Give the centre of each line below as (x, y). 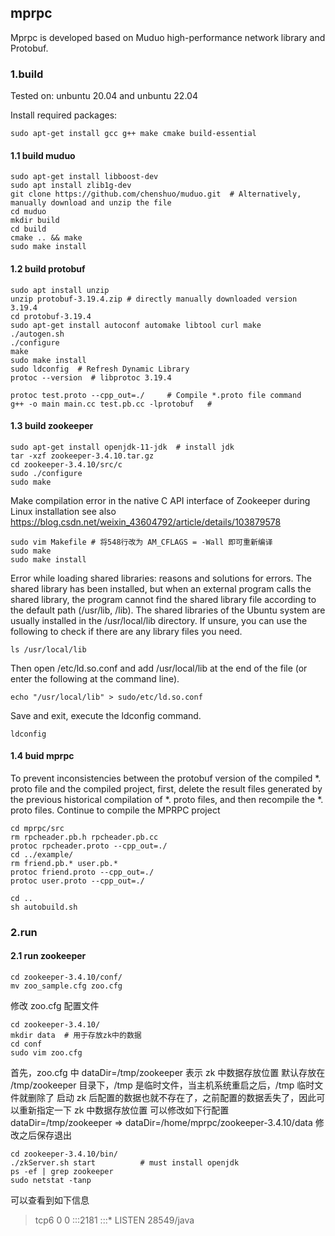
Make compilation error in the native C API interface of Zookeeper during (160, 500)
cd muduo (28, 212)
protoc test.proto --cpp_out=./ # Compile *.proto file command (156, 395)
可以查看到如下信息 (50, 1200)
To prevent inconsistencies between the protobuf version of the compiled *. (166, 778)
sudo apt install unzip (60, 290)
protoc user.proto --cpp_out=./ (77, 881)
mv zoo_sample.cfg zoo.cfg (66, 986)
